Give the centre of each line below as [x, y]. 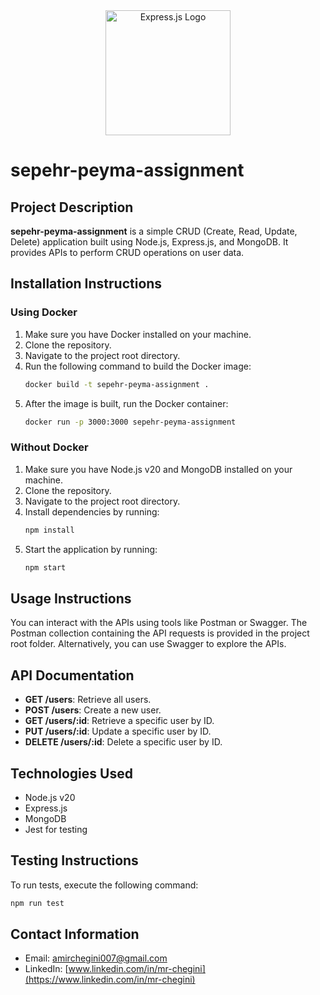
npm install [49, 530]
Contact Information [75, 934]
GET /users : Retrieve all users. [88, 700]
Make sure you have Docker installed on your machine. [138, 334]
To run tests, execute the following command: [104, 885]
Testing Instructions [74, 860]
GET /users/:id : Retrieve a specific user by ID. [119, 721]
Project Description [72, 207]
